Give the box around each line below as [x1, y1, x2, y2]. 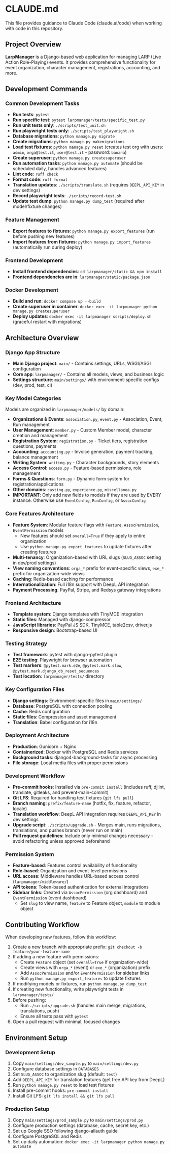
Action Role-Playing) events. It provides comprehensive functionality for [5, 59, 156, 65]
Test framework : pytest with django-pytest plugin [12, 652, 118, 658]
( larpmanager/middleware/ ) [12, 878, 69, 884]
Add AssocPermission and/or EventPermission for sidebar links [20, 970, 150, 976]
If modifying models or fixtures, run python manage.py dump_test [12, 981, 147, 987]
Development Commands [5, 85, 88, 93]
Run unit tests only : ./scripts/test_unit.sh [12, 122, 106, 128]
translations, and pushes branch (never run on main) [12, 827, 123, 834]
